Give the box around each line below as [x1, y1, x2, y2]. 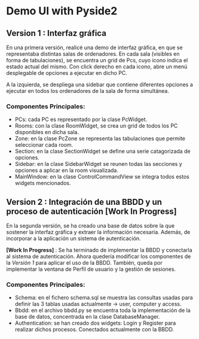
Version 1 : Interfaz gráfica [6, 28, 106, 38]
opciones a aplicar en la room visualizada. [14, 167, 118, 174]
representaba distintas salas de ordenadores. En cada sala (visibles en [6, 50, 180, 57]
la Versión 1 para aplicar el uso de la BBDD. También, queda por [6, 259, 163, 267]
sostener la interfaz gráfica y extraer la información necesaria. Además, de [6, 229, 191, 236]
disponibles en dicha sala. [14, 129, 79, 136]
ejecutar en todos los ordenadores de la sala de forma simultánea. [6, 87, 169, 94]
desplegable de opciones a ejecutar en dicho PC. [6, 69, 127, 76]
